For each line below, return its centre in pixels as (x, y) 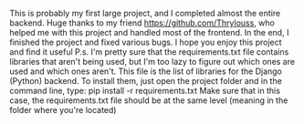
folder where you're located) (63, 110)
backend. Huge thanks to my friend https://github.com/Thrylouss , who (142, 23)
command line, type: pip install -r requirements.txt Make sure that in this (145, 91)
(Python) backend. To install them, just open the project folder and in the (146, 81)
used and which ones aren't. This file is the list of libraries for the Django (146, 71)
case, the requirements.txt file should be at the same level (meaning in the (149, 100)
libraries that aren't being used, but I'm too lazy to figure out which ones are (152, 62)
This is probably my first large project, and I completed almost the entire (145, 13)
